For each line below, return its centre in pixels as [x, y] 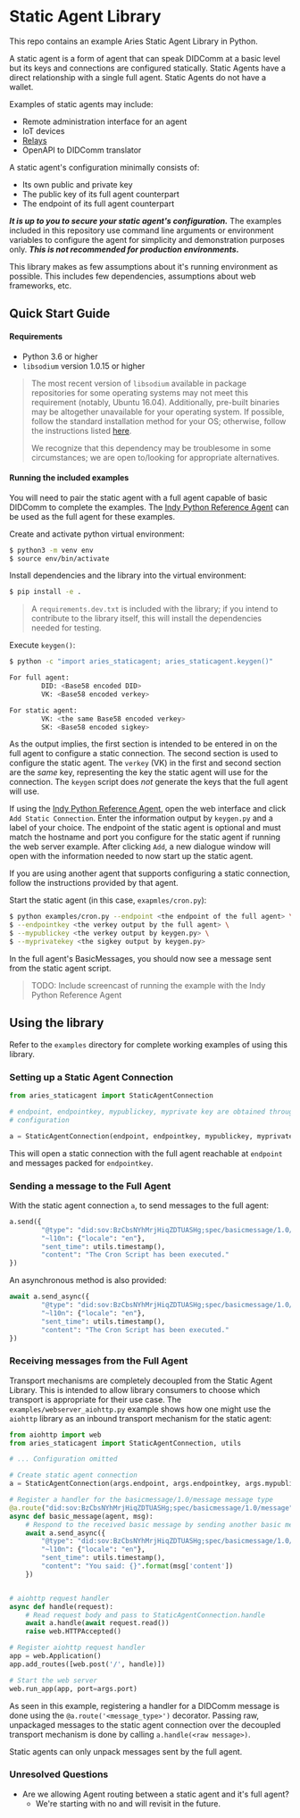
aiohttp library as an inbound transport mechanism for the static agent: [141, 1418]
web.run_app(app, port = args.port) [74, 1689]
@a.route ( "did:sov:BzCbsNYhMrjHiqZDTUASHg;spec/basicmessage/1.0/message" [151, 1508]
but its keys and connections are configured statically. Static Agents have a [147, 68]
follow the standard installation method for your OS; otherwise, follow [158, 421]
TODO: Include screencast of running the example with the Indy [148, 985]
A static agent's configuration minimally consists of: [104, 167]
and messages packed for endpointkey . [81, 1163]
